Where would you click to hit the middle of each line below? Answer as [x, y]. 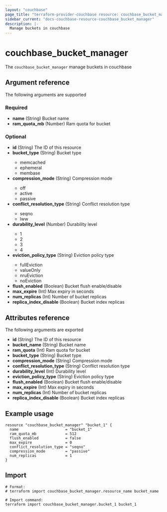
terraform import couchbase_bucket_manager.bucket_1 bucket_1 [71, 504]
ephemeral [31, 168]
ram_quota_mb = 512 [43, 434]
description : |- [22, 24]
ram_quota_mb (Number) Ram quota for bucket [61, 124]
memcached [33, 162]
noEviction [31, 281]
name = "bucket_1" [51, 430]
